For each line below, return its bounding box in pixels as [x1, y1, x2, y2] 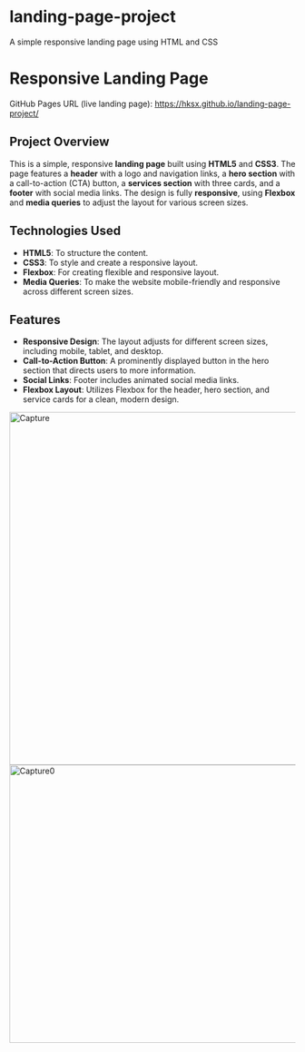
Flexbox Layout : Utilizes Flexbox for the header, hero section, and [22, 384, 271, 396]
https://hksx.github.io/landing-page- [153, 98, 291, 109]
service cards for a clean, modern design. [22, 394, 180, 405]
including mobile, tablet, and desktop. [22, 346, 164, 357]
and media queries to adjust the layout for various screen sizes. [9, 197, 249, 208]
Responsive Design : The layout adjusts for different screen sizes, [22, 336, 269, 347]
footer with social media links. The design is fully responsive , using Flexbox [9, 187, 296, 198]
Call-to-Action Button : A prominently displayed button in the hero [22, 356, 270, 367]
